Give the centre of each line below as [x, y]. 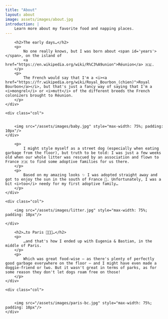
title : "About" [21, 10]
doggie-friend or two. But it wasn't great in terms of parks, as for [81, 268]
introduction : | [22, 24]
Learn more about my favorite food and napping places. [74, 29]
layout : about [20, 15]
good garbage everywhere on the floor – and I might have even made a [81, 263]
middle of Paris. [23, 246]
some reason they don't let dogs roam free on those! [63, 272]
